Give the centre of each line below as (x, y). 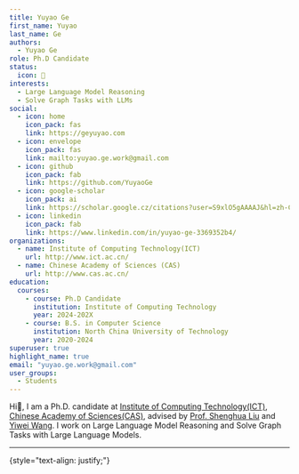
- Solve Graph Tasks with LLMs (75, 100)
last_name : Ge (36, 34)
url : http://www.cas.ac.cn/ (77, 274)
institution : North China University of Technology (130, 332)
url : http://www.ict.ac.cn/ (77, 257)
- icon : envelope (49, 141)
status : (24, 68)
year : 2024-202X (63, 315)
